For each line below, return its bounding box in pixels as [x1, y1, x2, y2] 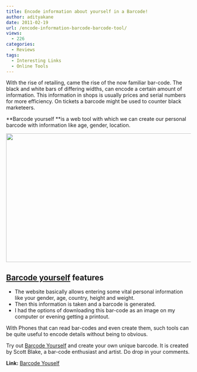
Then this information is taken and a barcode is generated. [14, 300, 157, 308]
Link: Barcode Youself [6, 360, 60, 367]
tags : [6, 52, 19, 58]
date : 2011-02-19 [6, 19, 49, 25]
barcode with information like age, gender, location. [6, 121, 131, 129]
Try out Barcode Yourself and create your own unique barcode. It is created [6, 342, 189, 349]
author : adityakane [6, 14, 54, 20]
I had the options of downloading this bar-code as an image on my [14, 307, 175, 314]
